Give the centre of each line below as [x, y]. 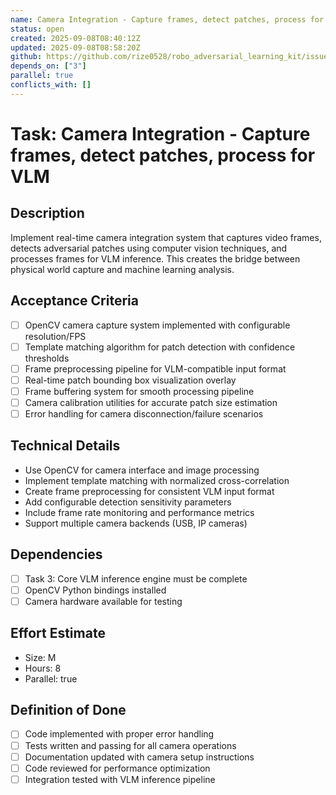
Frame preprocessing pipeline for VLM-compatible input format [155, 368]
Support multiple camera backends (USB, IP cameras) [136, 523]
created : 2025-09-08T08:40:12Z [75, 38]
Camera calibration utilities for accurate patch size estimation [151, 402]
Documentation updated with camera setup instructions [139, 757]
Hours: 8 [43, 668]
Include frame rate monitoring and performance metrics [139, 512]
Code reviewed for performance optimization [117, 768]
